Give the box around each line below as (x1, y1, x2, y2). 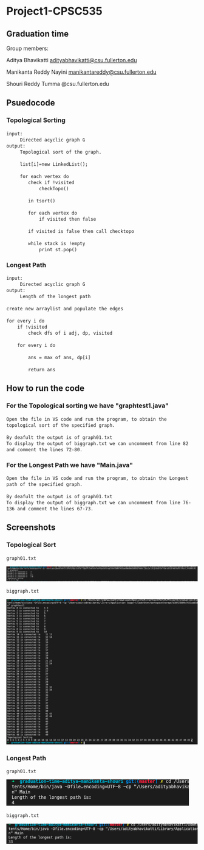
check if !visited (28, 179, 75, 185)
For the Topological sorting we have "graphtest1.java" (6, 401, 169, 410)
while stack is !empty (28, 240, 86, 246)
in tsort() (28, 198, 56, 204)
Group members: (6, 45, 49, 52)
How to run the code (6, 383, 85, 394)
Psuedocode (6, 98, 56, 108)
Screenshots (6, 523, 56, 533)
